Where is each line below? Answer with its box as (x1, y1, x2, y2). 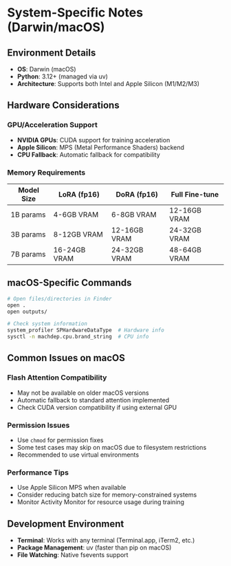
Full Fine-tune (170, 189, 219, 199)
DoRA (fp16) (115, 189, 158, 199)
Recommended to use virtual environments (16, 450, 140, 459)
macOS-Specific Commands (7, 277, 132, 289)
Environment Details (7, 47, 96, 58)
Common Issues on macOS (7, 352, 125, 364)
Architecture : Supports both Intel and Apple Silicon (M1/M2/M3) (16, 80, 200, 87)
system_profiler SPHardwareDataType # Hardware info (7, 327, 165, 334)
